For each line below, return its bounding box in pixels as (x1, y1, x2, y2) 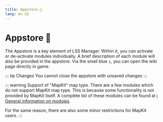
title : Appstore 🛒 (5, 7, 42, 12)
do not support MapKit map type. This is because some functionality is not (5, 87, 154, 93)
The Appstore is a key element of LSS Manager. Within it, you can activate (5, 48, 153, 54)
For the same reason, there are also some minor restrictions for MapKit (5, 108, 147, 113)
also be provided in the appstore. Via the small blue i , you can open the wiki (5, 58, 158, 64)
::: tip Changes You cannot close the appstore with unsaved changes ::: (5, 73, 147, 79)
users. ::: (5, 113, 23, 119)
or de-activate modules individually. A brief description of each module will (5, 54, 155, 59)
